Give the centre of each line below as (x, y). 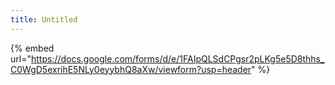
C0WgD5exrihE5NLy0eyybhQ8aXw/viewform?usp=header (131, 69)
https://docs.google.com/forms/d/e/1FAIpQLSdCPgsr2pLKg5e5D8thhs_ (177, 58)
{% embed (32, 48)
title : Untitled (44, 19)
